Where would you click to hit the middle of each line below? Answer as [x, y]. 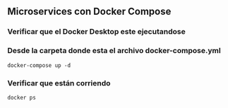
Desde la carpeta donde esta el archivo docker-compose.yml [114, 51]
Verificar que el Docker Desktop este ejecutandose [96, 32]
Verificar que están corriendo [59, 83]
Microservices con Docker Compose [89, 12]
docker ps [22, 97]
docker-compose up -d [39, 65]
